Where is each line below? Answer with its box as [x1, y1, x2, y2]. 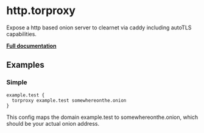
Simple [6, 78, 27, 87]
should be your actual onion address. [6, 120, 99, 127]
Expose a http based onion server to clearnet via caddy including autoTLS [6, 24, 192, 31]
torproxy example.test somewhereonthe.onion [12, 97, 127, 104]
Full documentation [6, 42, 57, 49]
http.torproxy [6, 4, 76, 18]
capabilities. [6, 30, 37, 37]
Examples [6, 60, 44, 70]
